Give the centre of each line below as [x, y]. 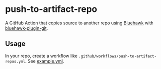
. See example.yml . [44, 61]
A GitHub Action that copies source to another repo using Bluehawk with [80, 23]
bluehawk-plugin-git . [27, 28]
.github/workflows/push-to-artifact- [118, 56]
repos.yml [15, 61]
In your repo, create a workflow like [41, 56]
